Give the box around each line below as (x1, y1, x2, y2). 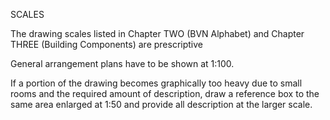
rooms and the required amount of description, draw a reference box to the (10, 88, 320, 99)
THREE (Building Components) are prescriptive (10, 39, 203, 50)
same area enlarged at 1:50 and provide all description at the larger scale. (10, 99, 313, 110)
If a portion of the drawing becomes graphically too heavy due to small (10, 77, 303, 89)
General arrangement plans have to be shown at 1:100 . (10, 58, 235, 69)
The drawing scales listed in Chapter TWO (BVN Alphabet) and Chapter (10, 28, 305, 39)
